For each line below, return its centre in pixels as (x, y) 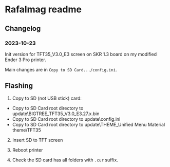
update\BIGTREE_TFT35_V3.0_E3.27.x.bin (56, 114)
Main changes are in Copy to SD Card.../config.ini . (61, 69)
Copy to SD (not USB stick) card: (47, 98)
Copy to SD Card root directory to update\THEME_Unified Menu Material (89, 124)
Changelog (23, 29)
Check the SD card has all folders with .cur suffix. (65, 160)
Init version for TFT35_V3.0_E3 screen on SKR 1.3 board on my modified (81, 54)
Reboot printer (27, 150)
